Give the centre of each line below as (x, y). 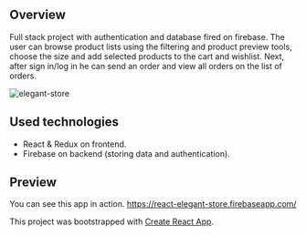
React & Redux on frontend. (74, 144)
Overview (38, 15)
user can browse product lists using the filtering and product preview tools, (151, 46)
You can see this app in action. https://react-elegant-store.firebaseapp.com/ (153, 204)
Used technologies (64, 122)
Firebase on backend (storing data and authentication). (126, 153)
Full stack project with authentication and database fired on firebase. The (147, 36)
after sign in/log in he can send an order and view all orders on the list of (146, 66)
